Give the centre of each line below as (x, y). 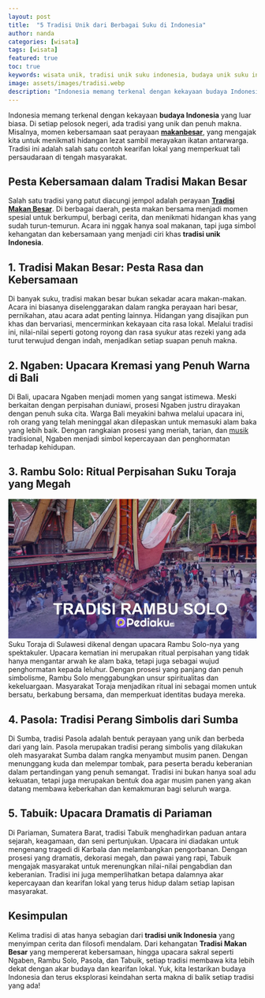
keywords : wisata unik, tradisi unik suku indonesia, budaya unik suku (128, 75)
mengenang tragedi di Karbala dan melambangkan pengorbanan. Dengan (128, 849)
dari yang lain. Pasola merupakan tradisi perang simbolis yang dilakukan (125, 747)
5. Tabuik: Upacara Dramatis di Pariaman (110, 814)
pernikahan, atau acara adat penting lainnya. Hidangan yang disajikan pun (129, 316)
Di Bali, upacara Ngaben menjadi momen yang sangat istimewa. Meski (122, 396)
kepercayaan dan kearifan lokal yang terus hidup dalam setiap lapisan (121, 883)
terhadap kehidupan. (42, 447)
